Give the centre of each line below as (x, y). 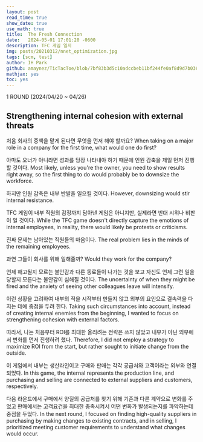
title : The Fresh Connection (44, 35)
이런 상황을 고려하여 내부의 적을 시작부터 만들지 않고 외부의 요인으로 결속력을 (97, 298)
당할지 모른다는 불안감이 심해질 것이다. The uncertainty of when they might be (101, 279)
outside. (16, 353)
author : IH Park (27, 62)
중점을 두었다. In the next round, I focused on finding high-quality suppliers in (101, 414)
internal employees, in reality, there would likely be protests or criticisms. (97, 227)
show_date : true (27, 23)
